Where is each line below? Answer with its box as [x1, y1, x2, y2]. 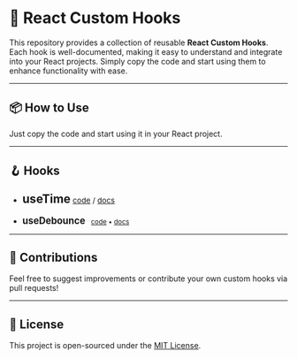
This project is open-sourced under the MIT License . [9, 340, 202, 351]
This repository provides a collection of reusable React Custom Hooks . [9, 37, 269, 48]
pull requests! [9, 283, 59, 294]
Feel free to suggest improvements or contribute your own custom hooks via [9, 273, 288, 284]
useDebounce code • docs [21, 214, 130, 226]
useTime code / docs [21, 191, 115, 206]
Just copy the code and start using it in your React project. [9, 128, 223, 139]
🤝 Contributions [9, 249, 98, 264]
